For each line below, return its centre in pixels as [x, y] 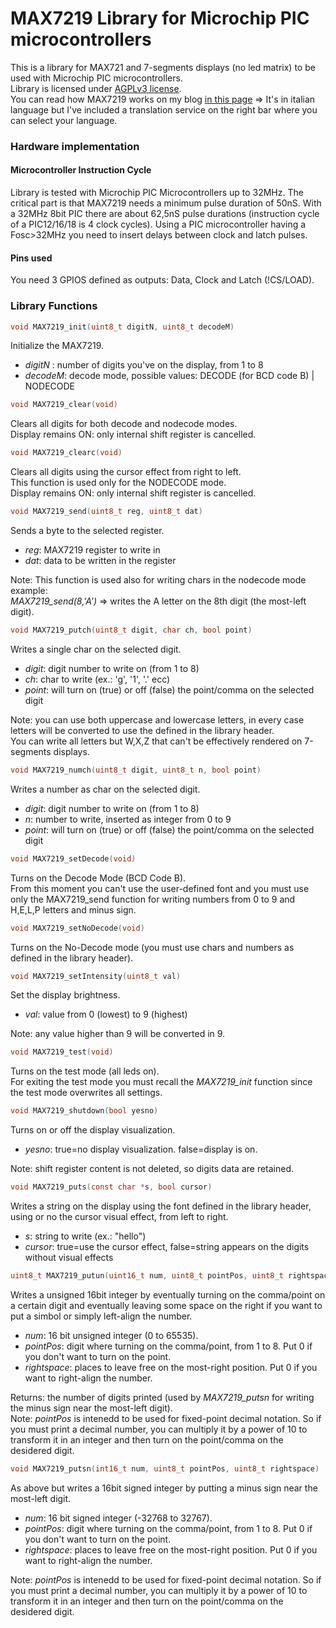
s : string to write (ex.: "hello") [85, 1236]
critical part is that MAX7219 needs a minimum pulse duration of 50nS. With [166, 203]
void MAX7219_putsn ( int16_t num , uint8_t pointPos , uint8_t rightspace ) [165, 1468]
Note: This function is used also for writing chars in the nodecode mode [158, 580]
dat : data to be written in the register [100, 561]
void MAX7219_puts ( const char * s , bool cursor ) [111, 1187]
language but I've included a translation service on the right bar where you [164, 109]
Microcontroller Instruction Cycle [81, 170]
